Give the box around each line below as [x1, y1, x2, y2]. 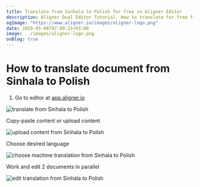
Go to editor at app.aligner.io [14, 94, 85, 101]
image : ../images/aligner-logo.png [6, 31, 95, 37]
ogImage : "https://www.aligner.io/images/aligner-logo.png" [6, 20, 159, 26]
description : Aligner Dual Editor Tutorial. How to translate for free [6, 14, 187, 20]
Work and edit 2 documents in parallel [6, 163, 99, 170]
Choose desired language [6, 140, 70, 147]
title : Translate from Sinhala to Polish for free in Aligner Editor [6, 8, 183, 15]
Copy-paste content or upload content [6, 117, 101, 124]
